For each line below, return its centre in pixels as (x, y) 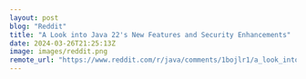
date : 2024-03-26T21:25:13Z (63, 43)
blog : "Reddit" (38, 26)
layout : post (34, 18)
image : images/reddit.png (58, 52)
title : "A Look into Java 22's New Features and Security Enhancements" (150, 35)
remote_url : (32, 60)
